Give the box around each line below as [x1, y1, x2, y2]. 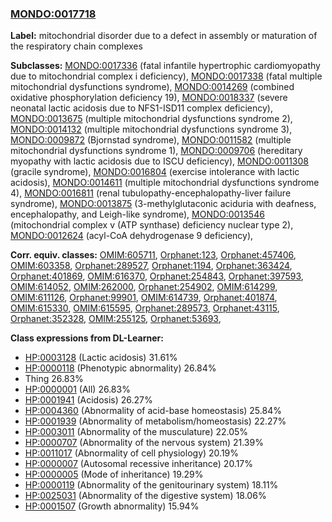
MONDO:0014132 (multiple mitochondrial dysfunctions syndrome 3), [10, 123, 293, 136]
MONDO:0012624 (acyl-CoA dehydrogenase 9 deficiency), [10, 230, 254, 242]
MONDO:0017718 [10, 7, 97, 21]
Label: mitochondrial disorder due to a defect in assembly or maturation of [10, 30, 318, 42]
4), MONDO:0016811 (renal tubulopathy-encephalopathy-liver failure [10, 187, 292, 199]
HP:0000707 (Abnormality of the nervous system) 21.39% [24, 437, 264, 449]
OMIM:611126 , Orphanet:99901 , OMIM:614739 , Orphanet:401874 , [10, 292, 278, 304]
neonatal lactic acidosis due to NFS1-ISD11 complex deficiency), [10, 102, 274, 114]
